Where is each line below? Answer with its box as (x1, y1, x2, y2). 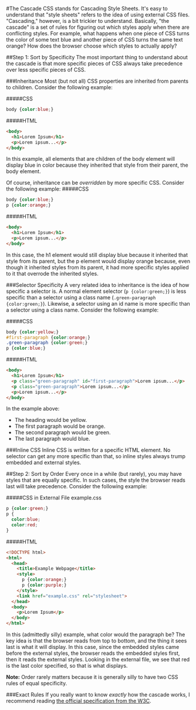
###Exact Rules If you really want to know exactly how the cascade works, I (6, 691, 190, 698)
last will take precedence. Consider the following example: (6, 483, 147, 490)
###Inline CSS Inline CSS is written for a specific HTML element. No (6, 447, 171, 454)
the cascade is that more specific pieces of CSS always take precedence (6, 60, 183, 67)
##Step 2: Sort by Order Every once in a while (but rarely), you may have (6, 471, 182, 478)
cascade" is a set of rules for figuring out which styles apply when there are (6, 23, 190, 31)
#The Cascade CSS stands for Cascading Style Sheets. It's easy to (6, 5, 168, 12)
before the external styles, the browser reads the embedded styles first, (6, 650, 180, 657)
